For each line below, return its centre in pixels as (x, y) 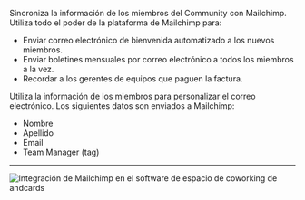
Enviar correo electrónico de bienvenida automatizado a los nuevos (148, 40)
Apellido (38, 133)
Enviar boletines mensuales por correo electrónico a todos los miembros (158, 59)
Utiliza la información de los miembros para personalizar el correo (133, 96)
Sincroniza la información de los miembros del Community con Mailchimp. (148, 13)
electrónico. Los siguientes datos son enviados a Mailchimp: (122, 106)
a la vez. (38, 69)
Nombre (38, 123)
